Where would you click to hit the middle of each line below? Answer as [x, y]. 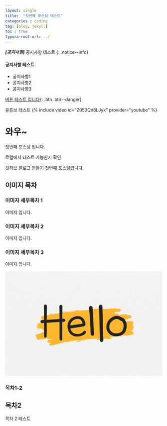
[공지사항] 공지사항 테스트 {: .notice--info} [47, 52]
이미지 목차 [21, 185]
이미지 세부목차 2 [24, 226]
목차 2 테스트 [18, 419]
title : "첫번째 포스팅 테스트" [34, 16]
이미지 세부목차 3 [24, 252]
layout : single [21, 10]
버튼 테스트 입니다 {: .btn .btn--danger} [44, 100]
